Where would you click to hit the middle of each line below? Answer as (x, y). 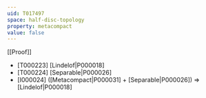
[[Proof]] (20, 52)
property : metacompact (40, 26)
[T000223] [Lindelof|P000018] (61, 65)
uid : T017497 (26, 13)
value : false (26, 33)
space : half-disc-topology (46, 20)
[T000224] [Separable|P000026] (64, 73)
